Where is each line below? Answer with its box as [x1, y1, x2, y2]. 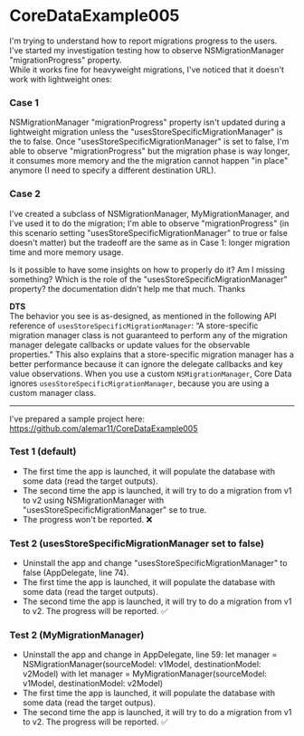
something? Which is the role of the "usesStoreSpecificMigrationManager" [9, 273, 288, 285]
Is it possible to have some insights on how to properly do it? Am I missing [9, 264, 285, 275]
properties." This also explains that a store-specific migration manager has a [9, 349, 294, 360]
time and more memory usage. [9, 246, 124, 258]
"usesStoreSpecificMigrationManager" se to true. [22, 504, 207, 515]
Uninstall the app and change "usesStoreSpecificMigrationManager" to [22, 558, 288, 569]
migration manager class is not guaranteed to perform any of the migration [9, 329, 288, 340]
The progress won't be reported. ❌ [22, 514, 153, 524]
